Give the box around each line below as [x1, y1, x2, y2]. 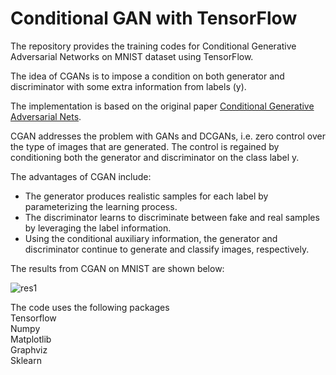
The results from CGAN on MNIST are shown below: [10, 262, 225, 274]
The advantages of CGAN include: [10, 170, 152, 182]
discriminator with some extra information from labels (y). [10, 80, 247, 92]
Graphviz [10, 343, 48, 356]
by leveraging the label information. [24, 222, 172, 234]
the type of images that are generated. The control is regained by [10, 140, 280, 152]
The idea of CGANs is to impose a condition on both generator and [10, 70, 285, 82]
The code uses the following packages [10, 301, 170, 313]
